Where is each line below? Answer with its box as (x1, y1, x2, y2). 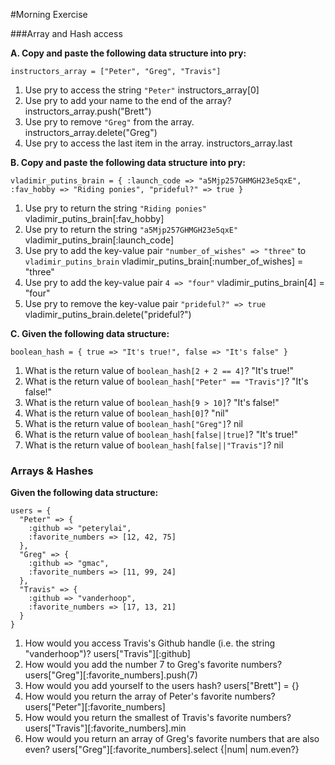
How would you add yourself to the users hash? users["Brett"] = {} (24, 680, 300, 692)
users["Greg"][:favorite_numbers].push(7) (24, 669, 198, 681)
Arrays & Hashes (10, 464, 94, 478)
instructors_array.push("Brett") (24, 105, 152, 117)
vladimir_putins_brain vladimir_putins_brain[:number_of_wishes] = (24, 255, 304, 267)
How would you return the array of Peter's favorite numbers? (24, 690, 276, 703)
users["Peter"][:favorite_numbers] (24, 701, 166, 713)
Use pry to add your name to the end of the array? (24, 95, 232, 106)
